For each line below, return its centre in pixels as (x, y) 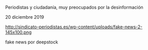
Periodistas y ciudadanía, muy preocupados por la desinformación (74, 7)
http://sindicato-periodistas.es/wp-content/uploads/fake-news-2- (74, 27)
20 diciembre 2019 (25, 17)
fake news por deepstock (32, 42)
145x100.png (18, 32)
